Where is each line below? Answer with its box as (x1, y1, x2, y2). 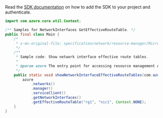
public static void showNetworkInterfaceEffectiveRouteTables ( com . (14, 72, 153, 77)
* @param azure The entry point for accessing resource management (16, 63, 155, 68)
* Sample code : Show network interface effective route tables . (16, 54, 149, 60)
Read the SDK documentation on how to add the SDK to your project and (5, 4, 150, 10)
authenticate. (5, 9, 32, 15)
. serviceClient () (31, 91, 66, 96)
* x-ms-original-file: (16, 41, 62, 46)
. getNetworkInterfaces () (31, 95, 81, 100)
